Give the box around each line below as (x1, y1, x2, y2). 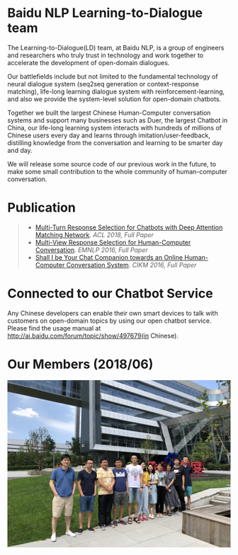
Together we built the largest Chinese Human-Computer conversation (7, 108, 211, 117)
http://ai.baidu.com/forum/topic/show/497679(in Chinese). (7, 331, 179, 340)
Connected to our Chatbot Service (7, 285, 214, 302)
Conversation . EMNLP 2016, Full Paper (35, 246, 148, 254)
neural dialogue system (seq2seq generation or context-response (7, 79, 200, 88)
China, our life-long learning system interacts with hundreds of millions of (7, 123, 222, 132)
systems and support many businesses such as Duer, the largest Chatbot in (7, 115, 228, 125)
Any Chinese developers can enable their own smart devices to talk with (7, 309, 218, 317)
